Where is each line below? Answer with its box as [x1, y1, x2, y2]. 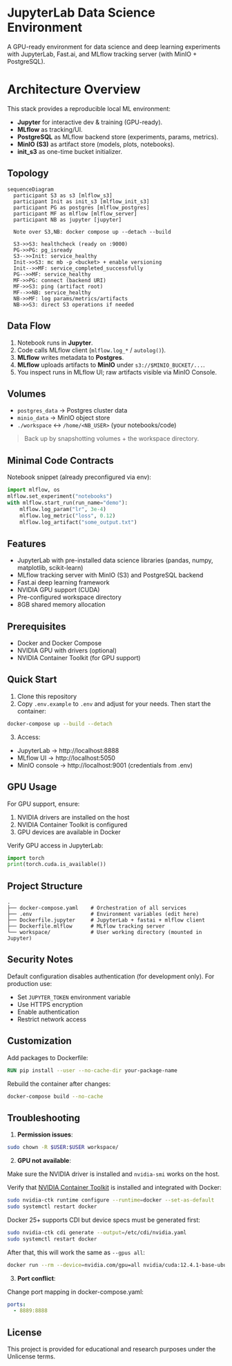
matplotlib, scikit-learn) [17, 564, 84, 572]
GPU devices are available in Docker [17, 827, 121, 836]
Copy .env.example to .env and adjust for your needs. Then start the [17, 699, 211, 708]
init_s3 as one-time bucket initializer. [17, 147, 123, 155]
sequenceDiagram [7, 186, 54, 193]
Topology [7, 168, 49, 180]
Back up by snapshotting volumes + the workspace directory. [23, 435, 200, 443]
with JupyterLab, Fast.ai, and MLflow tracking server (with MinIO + [7, 50, 197, 58]
